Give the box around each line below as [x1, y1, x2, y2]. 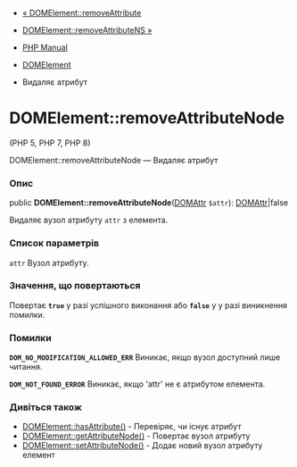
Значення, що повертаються [9, 279, 141, 292]
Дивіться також [9, 401, 82, 413]
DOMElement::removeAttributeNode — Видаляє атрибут [9, 154, 219, 165]
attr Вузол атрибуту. [9, 257, 89, 268]
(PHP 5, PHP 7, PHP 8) [9, 138, 91, 148]
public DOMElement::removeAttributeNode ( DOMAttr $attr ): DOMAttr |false [9, 197, 288, 208]
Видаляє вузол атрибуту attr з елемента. [9, 214, 169, 226]
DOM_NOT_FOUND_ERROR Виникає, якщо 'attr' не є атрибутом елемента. [9, 379, 266, 389]
